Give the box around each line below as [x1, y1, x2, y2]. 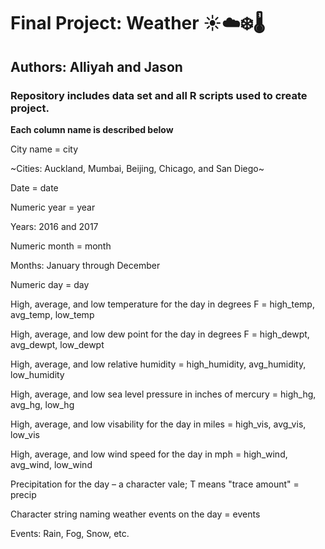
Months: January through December [10, 259, 161, 271]
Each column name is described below [10, 123, 174, 135]
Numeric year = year [10, 201, 96, 213]
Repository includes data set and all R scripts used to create [10, 88, 308, 102]
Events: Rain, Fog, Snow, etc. [10, 527, 130, 539]
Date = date [10, 181, 59, 194]
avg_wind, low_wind [10, 458, 93, 470]
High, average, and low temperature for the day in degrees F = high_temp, [10, 298, 315, 310]
